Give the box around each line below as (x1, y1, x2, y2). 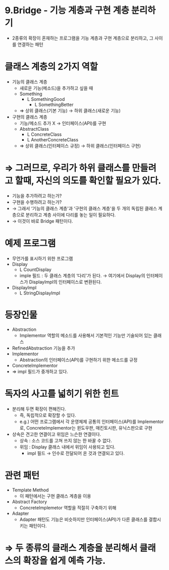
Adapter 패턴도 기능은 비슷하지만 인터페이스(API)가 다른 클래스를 (19, 516, 148, 522)
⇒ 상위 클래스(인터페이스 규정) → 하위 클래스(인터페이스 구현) (19, 142, 141, 148)
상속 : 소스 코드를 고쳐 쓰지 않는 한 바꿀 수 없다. (19, 437, 112, 443)
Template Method (12, 487, 49, 493)
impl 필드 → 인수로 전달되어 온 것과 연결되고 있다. (27, 450, 125, 456)
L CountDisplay (19, 267, 51, 273)
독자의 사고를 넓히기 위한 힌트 (5, 388, 119, 399)
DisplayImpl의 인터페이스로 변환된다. (29, 279, 102, 285)
